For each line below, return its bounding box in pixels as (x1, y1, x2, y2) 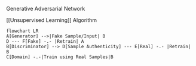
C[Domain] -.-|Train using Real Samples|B (6, 54, 114, 60)
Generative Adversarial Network (6, 5, 85, 12)
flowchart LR (6, 28, 39, 34)
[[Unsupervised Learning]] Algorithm (6, 17, 97, 23)
